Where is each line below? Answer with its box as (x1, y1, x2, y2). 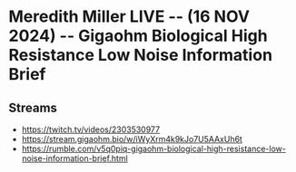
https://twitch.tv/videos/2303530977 (21, 124, 161, 135)
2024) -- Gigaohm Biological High (8, 25, 269, 46)
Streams (8, 100, 58, 115)
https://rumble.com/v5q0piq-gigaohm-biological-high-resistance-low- (21, 143, 287, 154)
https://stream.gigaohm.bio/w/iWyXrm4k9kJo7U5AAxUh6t (21, 134, 242, 144)
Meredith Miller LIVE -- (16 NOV (8, 6, 251, 27)
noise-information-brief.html (21, 153, 128, 164)
